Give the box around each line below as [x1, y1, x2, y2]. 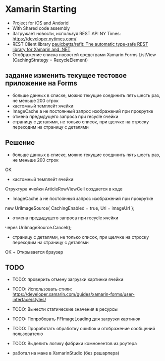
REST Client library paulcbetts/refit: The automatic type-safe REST [12, 41, 149, 47]
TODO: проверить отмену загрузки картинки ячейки [12, 276, 124, 282]
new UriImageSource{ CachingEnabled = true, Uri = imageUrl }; [5, 205, 135, 211]
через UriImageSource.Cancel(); [5, 224, 72, 230]
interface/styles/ [12, 297, 46, 303]
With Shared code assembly [12, 25, 70, 31]
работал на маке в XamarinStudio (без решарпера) [12, 350, 120, 356]
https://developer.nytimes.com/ [12, 36, 77, 42]
